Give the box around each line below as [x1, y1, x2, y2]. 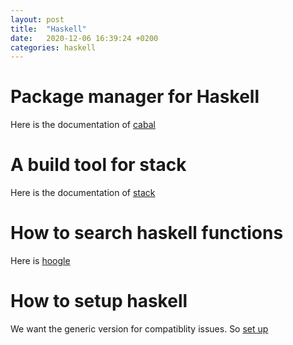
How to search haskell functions [10, 222, 284, 245]
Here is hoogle [10, 255, 71, 267]
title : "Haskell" [10, 24, 87, 34]
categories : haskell [10, 42, 97, 53]
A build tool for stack [10, 154, 187, 176]
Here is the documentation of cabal [10, 119, 156, 131]
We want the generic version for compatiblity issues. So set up [10, 323, 269, 335]
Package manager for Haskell [10, 86, 260, 108]
